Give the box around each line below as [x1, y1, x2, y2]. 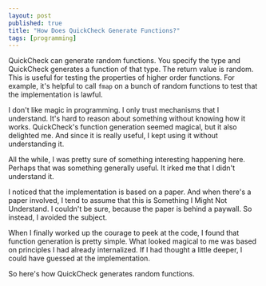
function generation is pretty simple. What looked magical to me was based [8, 236, 257, 246]
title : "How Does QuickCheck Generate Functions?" [8, 26, 181, 34]
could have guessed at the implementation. [8, 253, 150, 264]
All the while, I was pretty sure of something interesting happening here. [8, 155, 246, 165]
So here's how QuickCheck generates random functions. [8, 269, 196, 279]
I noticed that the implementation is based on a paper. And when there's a [8, 187, 252, 197]
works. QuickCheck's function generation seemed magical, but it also [8, 122, 237, 132]
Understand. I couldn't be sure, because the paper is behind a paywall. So [8, 205, 252, 214]
